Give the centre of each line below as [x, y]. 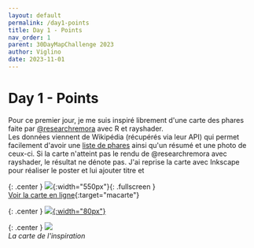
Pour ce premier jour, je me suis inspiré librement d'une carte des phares [126, 120]
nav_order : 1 [29, 37]
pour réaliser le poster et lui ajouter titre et [76, 170]
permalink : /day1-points [49, 23]
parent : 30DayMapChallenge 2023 [61, 45]
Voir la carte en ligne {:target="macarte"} [74, 194]
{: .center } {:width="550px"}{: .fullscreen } [82, 187]
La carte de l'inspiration [47, 235]
